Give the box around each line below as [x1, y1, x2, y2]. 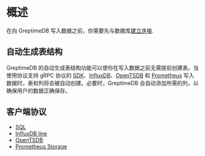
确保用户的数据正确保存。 [6, 87, 71, 94]
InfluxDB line [15, 130, 48, 137]
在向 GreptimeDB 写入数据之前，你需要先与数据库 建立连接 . [6, 27, 154, 34]
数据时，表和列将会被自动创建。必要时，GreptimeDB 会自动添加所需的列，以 [6, 79, 199, 86]
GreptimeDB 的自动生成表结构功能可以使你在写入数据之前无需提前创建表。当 [6, 64, 199, 71]
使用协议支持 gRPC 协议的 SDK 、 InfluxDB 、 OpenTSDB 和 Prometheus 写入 [6, 72, 195, 79]
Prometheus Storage [15, 143, 67, 150]
